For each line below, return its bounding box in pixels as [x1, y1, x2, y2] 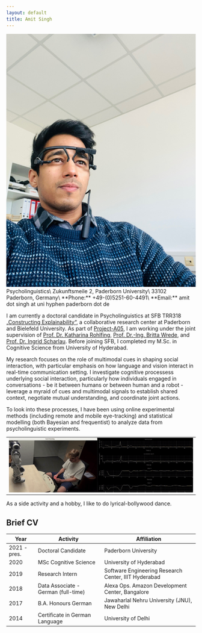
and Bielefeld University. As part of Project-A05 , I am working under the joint [6, 325, 196, 332]
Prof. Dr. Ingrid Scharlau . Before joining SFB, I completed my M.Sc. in [6, 337, 177, 345]
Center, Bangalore [104, 588, 149, 596]
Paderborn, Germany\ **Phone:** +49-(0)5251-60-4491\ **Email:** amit [6, 294, 190, 301]
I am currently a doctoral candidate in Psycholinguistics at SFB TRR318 [6, 312, 182, 319]
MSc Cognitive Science [38, 559, 96, 566]
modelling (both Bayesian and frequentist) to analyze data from [6, 419, 163, 426]
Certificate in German [38, 611, 91, 619]
